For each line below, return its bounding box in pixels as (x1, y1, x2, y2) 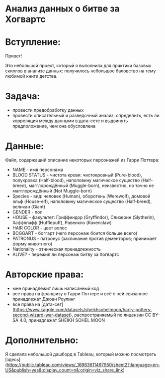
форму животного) (12, 241, 53, 247)
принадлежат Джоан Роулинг (12, 296, 76, 302)
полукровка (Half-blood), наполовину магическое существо (12, 178, 140, 183)
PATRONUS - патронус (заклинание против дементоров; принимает (12, 235, 157, 241)
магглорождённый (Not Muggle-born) (12, 188, 92, 193)
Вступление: (5, 36, 61, 48)
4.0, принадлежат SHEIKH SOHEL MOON (19, 317, 105, 323)
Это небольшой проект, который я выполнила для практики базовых (5, 63, 152, 69)
